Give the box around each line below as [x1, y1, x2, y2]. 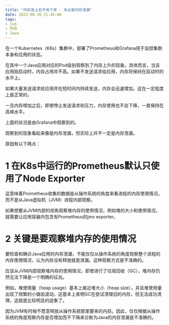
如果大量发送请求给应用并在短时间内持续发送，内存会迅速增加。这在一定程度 [5, 86, 164, 91]
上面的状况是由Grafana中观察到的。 [5, 119, 79, 125]
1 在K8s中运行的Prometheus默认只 [5, 160, 151, 172]
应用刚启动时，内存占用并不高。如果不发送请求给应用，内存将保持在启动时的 [5, 68, 164, 74]
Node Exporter [23, 173, 86, 184]
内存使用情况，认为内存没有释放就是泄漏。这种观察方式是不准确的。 [5, 257, 146, 263]
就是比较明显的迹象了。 [18, 297, 67, 303]
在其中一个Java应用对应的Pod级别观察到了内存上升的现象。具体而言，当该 [5, 62, 160, 68]
